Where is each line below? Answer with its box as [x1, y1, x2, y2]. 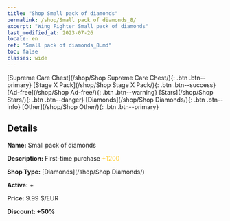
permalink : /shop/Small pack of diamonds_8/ [7, 16, 137, 23]
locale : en [7, 36, 38, 43]
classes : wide [7, 55, 48, 62]
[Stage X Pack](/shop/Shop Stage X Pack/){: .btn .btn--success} [33, 80, 216, 89]
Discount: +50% [7, 207, 55, 216]
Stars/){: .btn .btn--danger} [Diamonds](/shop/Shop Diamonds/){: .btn [7, 95, 205, 104]
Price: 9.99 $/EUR [7, 194, 59, 202]
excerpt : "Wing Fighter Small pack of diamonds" [7, 23, 149, 30]
